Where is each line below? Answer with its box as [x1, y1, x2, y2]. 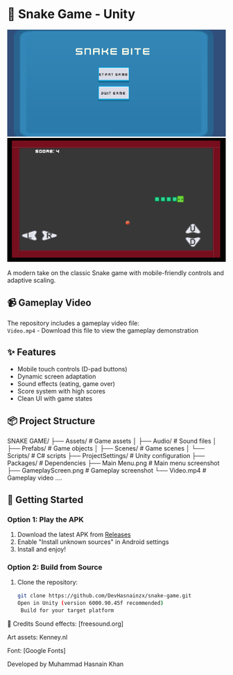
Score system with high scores [17, 387, 106, 395]
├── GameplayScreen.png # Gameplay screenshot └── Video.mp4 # [7, 466, 207, 475]
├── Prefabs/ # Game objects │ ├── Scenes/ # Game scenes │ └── [7, 444, 205, 453]
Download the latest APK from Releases [17, 530, 132, 539]
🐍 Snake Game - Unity [7, 6, 136, 22]
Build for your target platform [20, 607, 114, 614]
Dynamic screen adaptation [17, 372, 96, 380]
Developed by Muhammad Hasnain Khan [7, 660, 124, 668]
